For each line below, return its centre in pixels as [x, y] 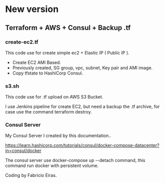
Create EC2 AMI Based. [37, 62]
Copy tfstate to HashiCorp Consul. [48, 73]
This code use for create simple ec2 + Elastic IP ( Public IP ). [67, 52]
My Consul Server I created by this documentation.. [58, 135]
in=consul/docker [23, 150]
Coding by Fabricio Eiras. [31, 175]
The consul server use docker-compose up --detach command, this [75, 160]
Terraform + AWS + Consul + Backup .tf [68, 28]
